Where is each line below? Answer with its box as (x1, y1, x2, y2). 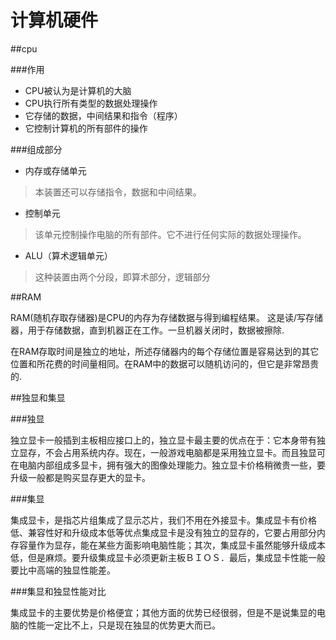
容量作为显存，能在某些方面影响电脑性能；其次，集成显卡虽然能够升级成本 (18, 539, 326, 551)
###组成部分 (10, 143, 63, 155)
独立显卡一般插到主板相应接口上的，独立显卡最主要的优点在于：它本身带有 (10, 434, 317, 446)
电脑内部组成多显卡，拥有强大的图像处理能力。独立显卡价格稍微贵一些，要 (18, 459, 326, 471)
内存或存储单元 (24, 164, 87, 176)
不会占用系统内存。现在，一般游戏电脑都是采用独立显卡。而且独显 (44, 446, 317, 458)
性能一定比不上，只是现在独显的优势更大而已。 (27, 619, 221, 631)
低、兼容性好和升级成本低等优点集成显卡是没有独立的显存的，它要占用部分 (10, 526, 317, 538)
